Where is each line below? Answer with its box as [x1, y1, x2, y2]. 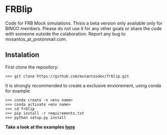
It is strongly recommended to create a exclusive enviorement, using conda [5, 82, 161, 88]
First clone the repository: [5, 64, 59, 70]
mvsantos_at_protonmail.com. [5, 36, 67, 42]
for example [5, 88, 30, 94]
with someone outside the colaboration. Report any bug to [5, 31, 126, 37]
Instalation [5, 51, 39, 59]
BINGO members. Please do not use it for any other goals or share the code [5, 25, 162, 31]
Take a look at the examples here [5, 124, 75, 130]
